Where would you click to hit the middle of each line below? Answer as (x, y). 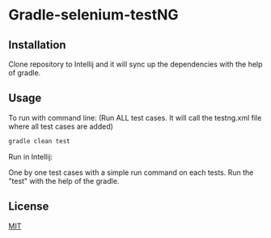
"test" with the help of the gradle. (64, 181)
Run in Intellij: (31, 156)
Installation (37, 45)
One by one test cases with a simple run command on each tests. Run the (131, 172)
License (29, 207)
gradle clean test (39, 141)
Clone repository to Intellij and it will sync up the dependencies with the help (135, 64)
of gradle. (25, 73)
